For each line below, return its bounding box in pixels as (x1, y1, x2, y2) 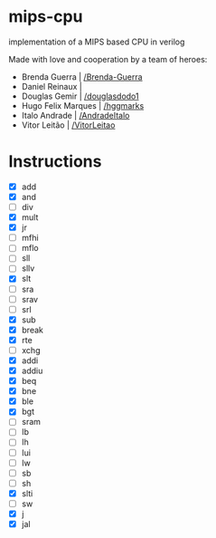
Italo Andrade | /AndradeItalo (21, 110, 130, 120)
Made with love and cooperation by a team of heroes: (8, 53, 208, 64)
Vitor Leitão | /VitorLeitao (21, 120, 116, 130)
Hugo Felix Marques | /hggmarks (21, 100, 145, 110)
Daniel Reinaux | (21, 81, 82, 91)
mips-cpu (8, 6, 83, 27)
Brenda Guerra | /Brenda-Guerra (21, 71, 143, 82)
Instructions (8, 151, 102, 172)
